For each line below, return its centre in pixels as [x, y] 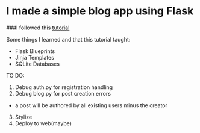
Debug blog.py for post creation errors [63, 93]
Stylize [23, 117]
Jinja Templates [34, 57]
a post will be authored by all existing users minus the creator [91, 105]
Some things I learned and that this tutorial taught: [68, 39]
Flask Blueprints [35, 51]
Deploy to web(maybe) [43, 123]
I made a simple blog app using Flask [100, 11]
